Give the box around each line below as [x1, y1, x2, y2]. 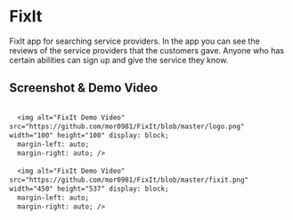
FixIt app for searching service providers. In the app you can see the [9, 36, 260, 46]
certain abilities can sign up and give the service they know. [9, 54, 229, 65]
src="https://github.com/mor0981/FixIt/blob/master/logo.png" [9, 122, 245, 131]
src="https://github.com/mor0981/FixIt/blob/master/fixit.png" [9, 175, 249, 184]
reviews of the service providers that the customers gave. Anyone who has [9, 45, 285, 55]
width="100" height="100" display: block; [9, 131, 169, 140]
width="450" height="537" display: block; [9, 184, 169, 193]
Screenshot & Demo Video [9, 80, 159, 95]
